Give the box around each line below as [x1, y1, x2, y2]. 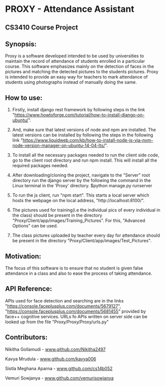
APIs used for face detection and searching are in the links [5, 298, 124, 303]
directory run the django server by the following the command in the [12, 177, 151, 183]
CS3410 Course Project [5, 23, 78, 32]
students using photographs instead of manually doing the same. [5, 79, 137, 85]
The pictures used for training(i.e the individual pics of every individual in [12, 207, 161, 213]
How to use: [5, 93, 43, 102]
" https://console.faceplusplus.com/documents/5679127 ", [5, 303, 121, 309]
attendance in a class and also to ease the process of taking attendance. [5, 270, 153, 276]
